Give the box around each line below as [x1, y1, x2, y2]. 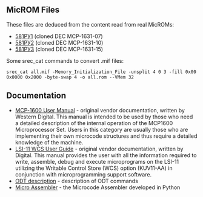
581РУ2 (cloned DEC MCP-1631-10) [15, 39, 104, 46]
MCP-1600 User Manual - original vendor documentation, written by [15, 106, 185, 114]
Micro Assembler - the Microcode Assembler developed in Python [15, 184, 181, 191]
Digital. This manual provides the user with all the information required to [15, 151, 197, 159]
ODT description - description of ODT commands [15, 177, 138, 184]
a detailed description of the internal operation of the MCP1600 [15, 119, 173, 126]
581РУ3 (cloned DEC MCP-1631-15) [15, 45, 104, 53]
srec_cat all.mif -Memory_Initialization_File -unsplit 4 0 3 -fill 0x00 [6, 69, 197, 75]
